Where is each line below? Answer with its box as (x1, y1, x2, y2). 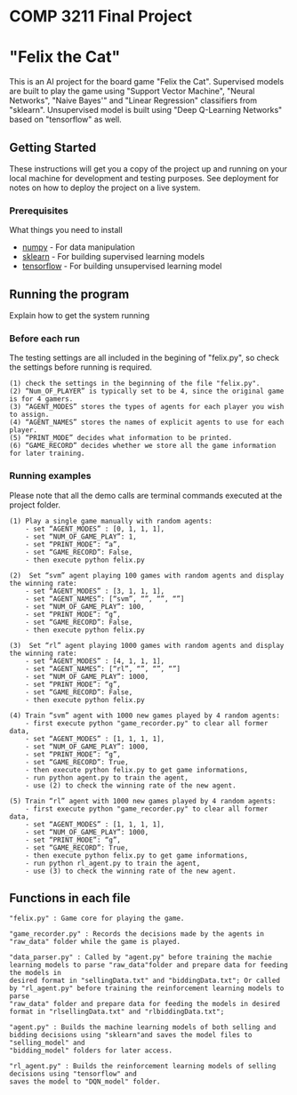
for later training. (9, 449, 86, 459)
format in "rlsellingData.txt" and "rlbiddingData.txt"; (9, 1007, 225, 1017)
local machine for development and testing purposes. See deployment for (9, 172, 279, 183)
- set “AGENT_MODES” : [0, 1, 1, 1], (25, 524, 165, 533)
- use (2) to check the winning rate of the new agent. (25, 780, 237, 790)
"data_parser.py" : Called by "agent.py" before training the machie (9, 953, 273, 962)
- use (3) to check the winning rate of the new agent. (25, 867, 237, 875)
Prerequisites (9, 204, 68, 217)
